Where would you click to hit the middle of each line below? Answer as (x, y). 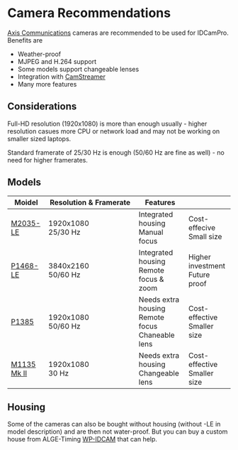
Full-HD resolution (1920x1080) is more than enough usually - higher (107, 124)
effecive (202, 227)
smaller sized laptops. (39, 138)
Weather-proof (39, 54)
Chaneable (157, 335)
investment (207, 265)
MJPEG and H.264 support (57, 61)
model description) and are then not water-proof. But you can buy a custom (118, 432)
